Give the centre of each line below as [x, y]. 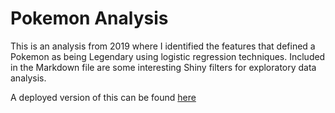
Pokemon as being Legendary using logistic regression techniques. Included [168, 56]
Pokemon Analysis [89, 18]
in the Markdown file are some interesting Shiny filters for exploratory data [163, 67]
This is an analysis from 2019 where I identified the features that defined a [163, 46]
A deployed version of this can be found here [103, 97]
